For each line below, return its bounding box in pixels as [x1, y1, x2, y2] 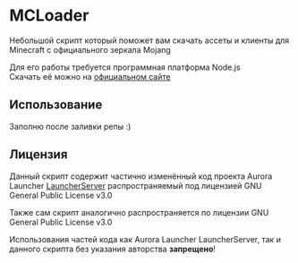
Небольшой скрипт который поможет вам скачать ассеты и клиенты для [9, 35, 290, 46]
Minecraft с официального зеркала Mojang [9, 44, 172, 55]
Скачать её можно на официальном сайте [9, 71, 171, 81]
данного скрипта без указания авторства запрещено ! [9, 243, 217, 254]
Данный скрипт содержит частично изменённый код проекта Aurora [9, 171, 273, 182]
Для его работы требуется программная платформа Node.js [9, 62, 241, 72]
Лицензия [9, 147, 68, 162]
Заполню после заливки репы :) [9, 121, 132, 131]
